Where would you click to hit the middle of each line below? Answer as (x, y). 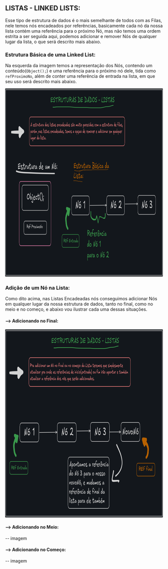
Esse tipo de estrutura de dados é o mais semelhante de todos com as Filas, (84, 20)
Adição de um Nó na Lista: (37, 288)
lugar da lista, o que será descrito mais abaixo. (53, 42)
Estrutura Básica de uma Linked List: (50, 55)
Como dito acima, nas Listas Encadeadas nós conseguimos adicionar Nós (81, 299)
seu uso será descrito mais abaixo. (41, 82)
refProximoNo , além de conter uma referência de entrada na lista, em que (80, 76)
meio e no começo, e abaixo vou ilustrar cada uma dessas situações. (76, 309)
